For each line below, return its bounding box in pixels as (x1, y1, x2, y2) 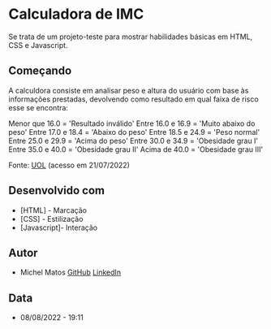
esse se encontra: (8, 102, 69, 112)
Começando (8, 64, 72, 78)
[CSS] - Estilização (19, 214, 84, 223)
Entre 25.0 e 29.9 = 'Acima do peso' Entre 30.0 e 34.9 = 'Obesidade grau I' (8, 136, 259, 145)
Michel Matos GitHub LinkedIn (19, 267, 122, 277)
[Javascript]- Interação (19, 223, 98, 232)
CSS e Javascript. (8, 40, 68, 50)
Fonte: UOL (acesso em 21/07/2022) (8, 160, 130, 170)
